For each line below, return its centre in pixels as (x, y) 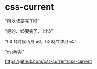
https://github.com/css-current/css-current (48, 61)
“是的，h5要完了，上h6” (29, 31)
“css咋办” (15, 52)
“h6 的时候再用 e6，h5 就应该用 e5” (41, 41)
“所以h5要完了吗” (22, 21)
